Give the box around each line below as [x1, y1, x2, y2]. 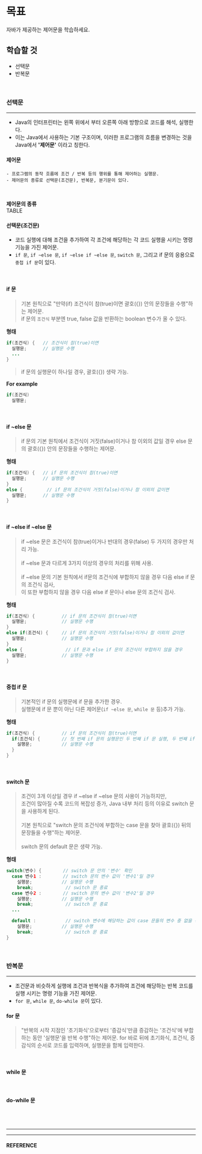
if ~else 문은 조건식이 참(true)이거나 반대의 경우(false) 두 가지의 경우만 [20, 538, 188, 545]
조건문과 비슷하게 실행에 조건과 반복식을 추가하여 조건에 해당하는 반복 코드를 [14, 982, 194, 990]
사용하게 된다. [27, 808, 60, 815]
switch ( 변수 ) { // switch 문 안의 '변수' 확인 [6, 868, 132, 874]
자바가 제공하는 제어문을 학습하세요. [6, 26, 90, 33]
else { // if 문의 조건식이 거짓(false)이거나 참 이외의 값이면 [6, 487, 170, 493]
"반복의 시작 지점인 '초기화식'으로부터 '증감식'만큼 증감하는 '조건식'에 [20, 1027, 183, 1034]
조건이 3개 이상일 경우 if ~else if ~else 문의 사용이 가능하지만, [20, 793, 167, 800]
